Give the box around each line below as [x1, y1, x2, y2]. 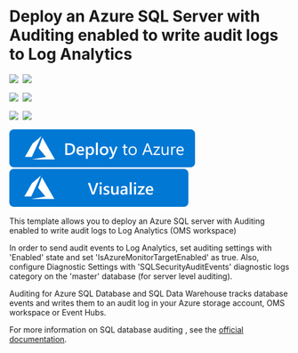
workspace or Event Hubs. [9, 307, 107, 317]
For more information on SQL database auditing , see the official [9, 324, 244, 335]
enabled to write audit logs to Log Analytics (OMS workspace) [9, 225, 238, 235]
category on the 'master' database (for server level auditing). [9, 270, 233, 282]
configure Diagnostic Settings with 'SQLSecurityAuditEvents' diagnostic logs [9, 261, 290, 272]
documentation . [9, 333, 68, 344]
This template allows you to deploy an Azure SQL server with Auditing [9, 216, 265, 226]
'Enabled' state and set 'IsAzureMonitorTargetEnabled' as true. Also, [9, 251, 260, 262]
